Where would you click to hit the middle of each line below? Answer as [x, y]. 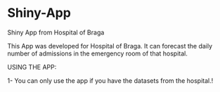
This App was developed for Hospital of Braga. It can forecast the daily [110, 46]
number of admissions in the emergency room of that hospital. [97, 53]
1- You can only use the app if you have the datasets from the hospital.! [110, 80]
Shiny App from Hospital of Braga [56, 32]
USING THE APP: [32, 67]
